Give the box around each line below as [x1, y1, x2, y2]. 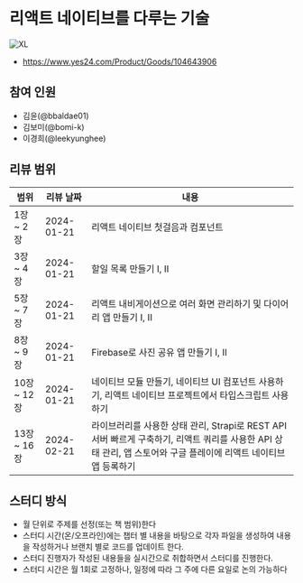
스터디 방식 [9, 493, 68, 508]
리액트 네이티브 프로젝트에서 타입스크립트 [104, 389, 271, 402]
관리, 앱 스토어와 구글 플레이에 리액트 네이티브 [102, 446, 286, 458]
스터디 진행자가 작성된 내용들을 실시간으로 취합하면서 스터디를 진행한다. [22, 552, 273, 564]
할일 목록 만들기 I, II [91, 263, 170, 275]
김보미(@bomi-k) [22, 121, 85, 132]
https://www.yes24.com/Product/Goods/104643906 [22, 56, 217, 67]
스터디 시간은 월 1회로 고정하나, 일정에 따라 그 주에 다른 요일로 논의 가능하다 [22, 564, 288, 575]
